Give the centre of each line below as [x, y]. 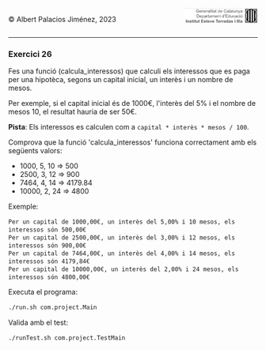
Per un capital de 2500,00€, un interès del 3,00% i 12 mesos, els [122, 238]
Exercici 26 [30, 54]
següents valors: [35, 151]
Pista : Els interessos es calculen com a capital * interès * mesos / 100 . [129, 127]
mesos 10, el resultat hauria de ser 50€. [72, 112]
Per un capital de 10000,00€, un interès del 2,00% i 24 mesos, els [123, 269]
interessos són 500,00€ [47, 230]
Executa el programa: [43, 292]
